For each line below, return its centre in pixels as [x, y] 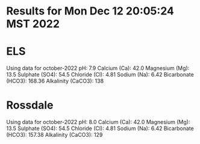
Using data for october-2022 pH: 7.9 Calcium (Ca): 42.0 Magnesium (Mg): [98, 68]
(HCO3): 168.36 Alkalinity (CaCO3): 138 [55, 81]
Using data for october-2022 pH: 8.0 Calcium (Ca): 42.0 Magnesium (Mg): [98, 122]
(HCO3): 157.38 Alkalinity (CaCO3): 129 [55, 135]
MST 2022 [33, 24]
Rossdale [30, 105]
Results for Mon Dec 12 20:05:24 [90, 11]
